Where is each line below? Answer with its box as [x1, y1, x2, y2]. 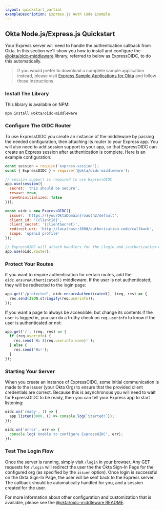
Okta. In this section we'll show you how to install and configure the [5, 48, 141, 54]
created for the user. [5, 485, 46, 490]
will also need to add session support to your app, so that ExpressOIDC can [5, 143, 157, 149]
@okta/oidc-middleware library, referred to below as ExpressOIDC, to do [5, 53, 151, 59]
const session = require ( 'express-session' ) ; [5, 163, 99, 168]
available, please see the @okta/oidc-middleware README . [5, 499, 125, 505]
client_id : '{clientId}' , [9, 218, 62, 223]
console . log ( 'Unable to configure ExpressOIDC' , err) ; [9, 431, 123, 437]
